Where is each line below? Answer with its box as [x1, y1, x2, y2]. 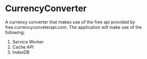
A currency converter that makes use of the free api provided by [5, 19, 135, 25]
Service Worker [12, 39, 44, 44]
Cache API [12, 44, 34, 50]
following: [5, 29, 25, 35]
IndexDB [12, 49, 30, 55]
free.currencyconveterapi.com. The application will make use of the [5, 24, 142, 30]
